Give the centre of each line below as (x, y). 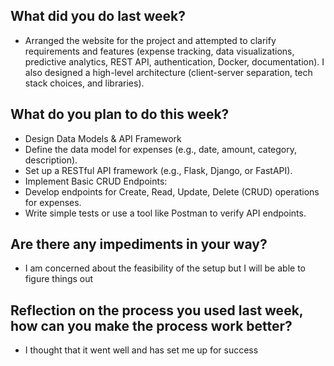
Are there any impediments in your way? (139, 244)
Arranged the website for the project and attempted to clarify (150, 40)
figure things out (59, 279)
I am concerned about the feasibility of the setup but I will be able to (165, 268)
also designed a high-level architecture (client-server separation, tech (168, 72)
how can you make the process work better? (151, 325)
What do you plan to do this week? (120, 114)
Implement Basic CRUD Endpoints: (96, 181)
